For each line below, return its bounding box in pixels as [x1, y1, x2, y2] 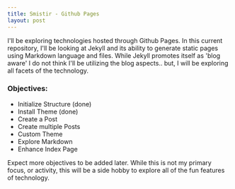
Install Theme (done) [17, 107, 79, 116]
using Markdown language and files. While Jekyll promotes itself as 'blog [7, 51, 221, 60]
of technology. [7, 173, 50, 182]
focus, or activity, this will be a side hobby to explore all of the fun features [7, 166, 225, 174]
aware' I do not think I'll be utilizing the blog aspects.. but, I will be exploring [7, 59, 229, 67]
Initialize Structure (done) [17, 99, 92, 108]
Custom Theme [17, 130, 63, 138]
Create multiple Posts [17, 122, 81, 130]
